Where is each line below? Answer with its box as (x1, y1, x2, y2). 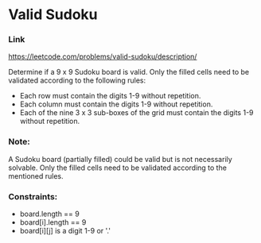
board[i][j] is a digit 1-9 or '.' (19, 226, 111, 236)
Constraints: (8, 191, 58, 202)
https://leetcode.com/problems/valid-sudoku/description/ (8, 52, 197, 61)
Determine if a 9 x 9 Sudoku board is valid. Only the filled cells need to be (8, 67, 249, 77)
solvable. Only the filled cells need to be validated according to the (8, 163, 227, 172)
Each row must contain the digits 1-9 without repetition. (19, 91, 201, 101)
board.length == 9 (19, 209, 80, 219)
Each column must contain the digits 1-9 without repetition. (19, 99, 213, 109)
